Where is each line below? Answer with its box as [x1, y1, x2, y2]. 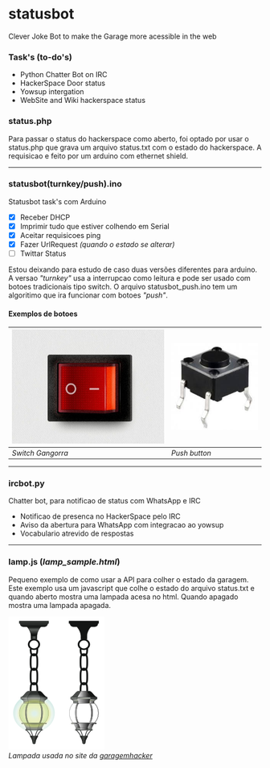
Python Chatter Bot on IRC [19, 70, 108, 80]
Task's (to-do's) [8, 51, 72, 63]
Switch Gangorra [11, 448, 68, 458]
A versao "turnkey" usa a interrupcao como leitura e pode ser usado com [8, 273, 251, 283]
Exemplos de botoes [8, 309, 78, 318]
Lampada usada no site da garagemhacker [8, 750, 153, 760]
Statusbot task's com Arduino [8, 196, 107, 206]
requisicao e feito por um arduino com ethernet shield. [8, 150, 189, 161]
